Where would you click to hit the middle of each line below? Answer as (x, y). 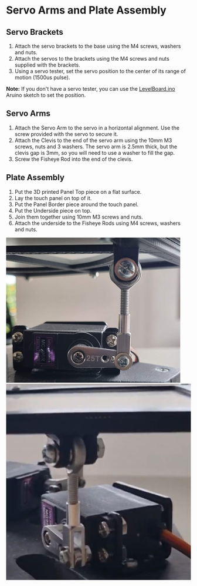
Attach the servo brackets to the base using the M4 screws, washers (98, 46)
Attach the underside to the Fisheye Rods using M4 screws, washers (97, 223)
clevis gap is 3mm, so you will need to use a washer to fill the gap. (94, 153)
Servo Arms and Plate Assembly (86, 10)
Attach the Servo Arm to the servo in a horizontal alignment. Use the (97, 128)
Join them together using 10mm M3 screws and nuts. (79, 217)
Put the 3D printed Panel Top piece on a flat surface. (78, 191)
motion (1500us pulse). (42, 77)
